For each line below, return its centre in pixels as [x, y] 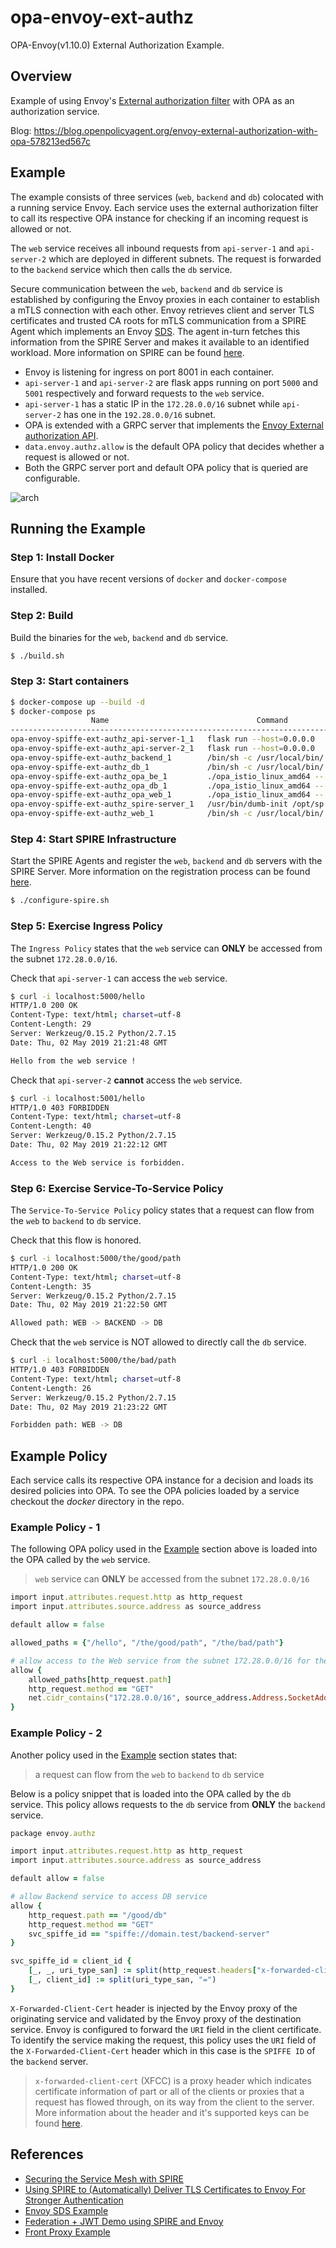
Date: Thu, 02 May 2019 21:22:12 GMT [89, 1145]
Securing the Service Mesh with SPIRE [104, 2178]
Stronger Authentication [74, 2200]
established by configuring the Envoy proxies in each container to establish [165, 299]
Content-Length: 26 [51, 1388]
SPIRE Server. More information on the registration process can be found [160, 872]
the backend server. [49, 2061]
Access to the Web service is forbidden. [98, 1162]
